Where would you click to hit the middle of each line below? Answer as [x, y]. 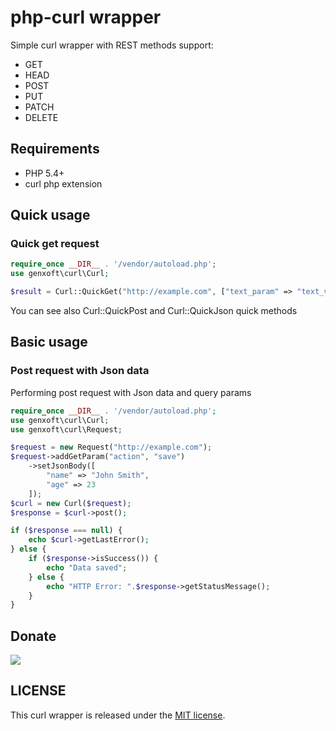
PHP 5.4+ [44, 173]
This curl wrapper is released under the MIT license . [118, 715]
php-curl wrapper [86, 17]
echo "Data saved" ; [87, 567]
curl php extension [63, 183]
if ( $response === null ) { [66, 531]
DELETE [41, 117]
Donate [33, 636]
